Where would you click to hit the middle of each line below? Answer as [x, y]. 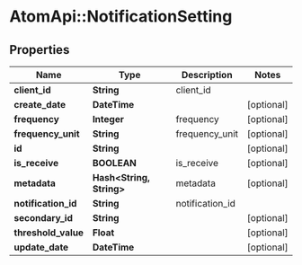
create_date [40, 105]
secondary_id [44, 218]
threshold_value [49, 233]
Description [207, 75]
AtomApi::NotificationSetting [121, 17]
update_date [41, 247]
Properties [40, 50]
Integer [108, 119]
